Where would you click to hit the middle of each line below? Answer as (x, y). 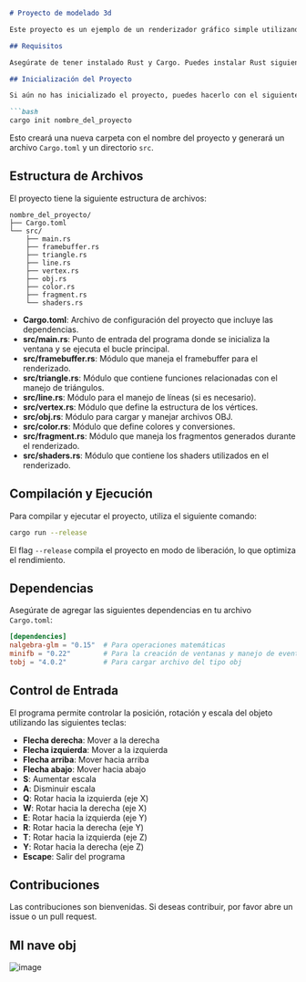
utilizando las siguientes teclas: (68, 722)
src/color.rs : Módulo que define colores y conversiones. (129, 426)
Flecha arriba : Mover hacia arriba (86, 759)
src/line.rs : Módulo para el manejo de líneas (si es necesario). (139, 397)
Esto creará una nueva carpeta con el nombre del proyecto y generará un (147, 138)
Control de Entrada (64, 690)
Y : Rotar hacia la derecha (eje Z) (83, 846)
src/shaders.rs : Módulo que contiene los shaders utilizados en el (145, 455)
